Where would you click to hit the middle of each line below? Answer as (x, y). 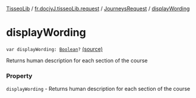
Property (19, 75)
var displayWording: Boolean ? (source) (54, 49)
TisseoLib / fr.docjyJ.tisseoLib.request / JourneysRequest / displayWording (98, 9)
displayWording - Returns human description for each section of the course (98, 89)
